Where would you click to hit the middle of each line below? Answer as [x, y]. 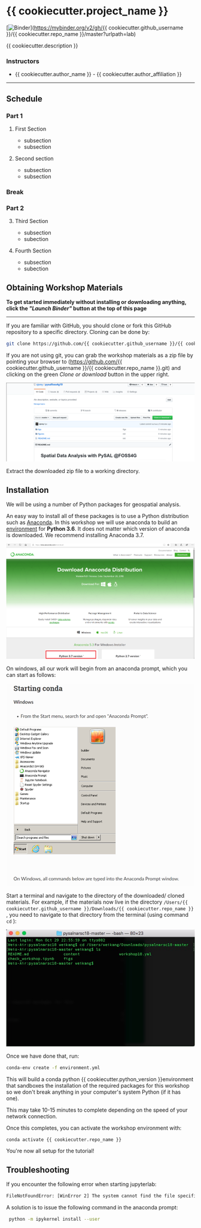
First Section [31, 129]
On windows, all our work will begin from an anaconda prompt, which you [97, 669]
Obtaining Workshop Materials [65, 288]
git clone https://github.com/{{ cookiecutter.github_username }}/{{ [95, 344]
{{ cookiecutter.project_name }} [87, 11]
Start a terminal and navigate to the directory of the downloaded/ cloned [95, 895]
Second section [34, 158]
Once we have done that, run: [43, 1056]
